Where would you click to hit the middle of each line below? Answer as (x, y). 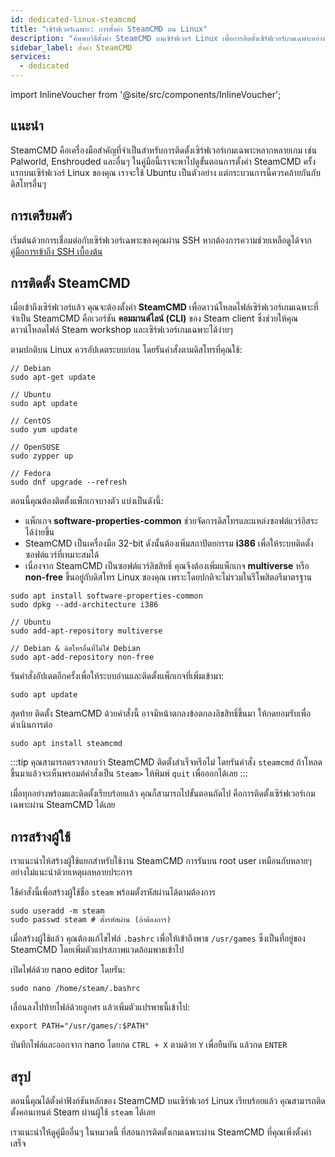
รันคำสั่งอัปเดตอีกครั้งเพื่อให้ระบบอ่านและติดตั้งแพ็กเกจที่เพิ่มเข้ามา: (117, 676)
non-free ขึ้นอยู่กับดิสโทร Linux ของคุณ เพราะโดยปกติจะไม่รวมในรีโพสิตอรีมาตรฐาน (168, 577)
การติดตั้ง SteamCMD (70, 283)
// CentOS (31, 421)
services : (31, 57)
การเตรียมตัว (41, 216)
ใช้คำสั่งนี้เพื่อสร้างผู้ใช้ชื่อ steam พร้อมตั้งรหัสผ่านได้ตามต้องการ (113, 892)
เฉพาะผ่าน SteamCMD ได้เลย (63, 805)
